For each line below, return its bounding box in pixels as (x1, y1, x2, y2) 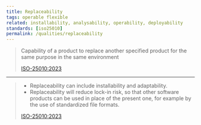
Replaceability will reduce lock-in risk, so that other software (29, 89, 179, 96)
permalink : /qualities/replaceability (6, 31, 103, 37)
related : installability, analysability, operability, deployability (6, 20, 184, 26)
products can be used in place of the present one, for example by (29, 95, 191, 102)
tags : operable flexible (6, 14, 68, 20)
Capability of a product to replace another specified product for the (20, 47, 187, 54)
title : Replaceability (6, 8, 63, 15)
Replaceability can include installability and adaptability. (29, 82, 167, 89)
